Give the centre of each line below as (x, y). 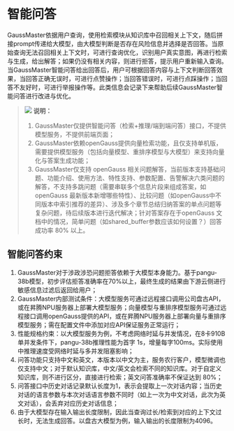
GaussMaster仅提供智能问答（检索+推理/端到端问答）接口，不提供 (131, 126)
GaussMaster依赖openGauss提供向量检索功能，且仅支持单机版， (128, 143)
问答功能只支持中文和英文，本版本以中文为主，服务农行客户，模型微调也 (121, 359)
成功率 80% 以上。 (62, 230)
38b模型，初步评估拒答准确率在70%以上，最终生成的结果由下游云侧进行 (121, 281)
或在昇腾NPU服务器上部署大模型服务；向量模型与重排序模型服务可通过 (119, 307)
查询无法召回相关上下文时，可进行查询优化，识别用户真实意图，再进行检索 (120, 52)
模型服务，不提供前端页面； (75, 134)
